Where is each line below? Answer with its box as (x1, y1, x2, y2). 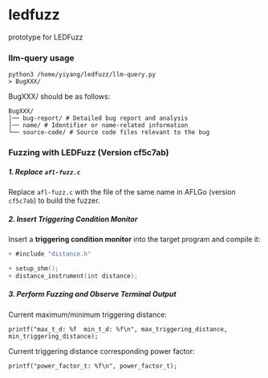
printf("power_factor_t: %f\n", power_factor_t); (8, 362, 178, 370)
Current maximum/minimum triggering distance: (8, 310, 167, 319)
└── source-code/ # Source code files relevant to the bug (8, 129, 210, 137)
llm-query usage (8, 52, 75, 64)
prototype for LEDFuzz (8, 32, 83, 42)
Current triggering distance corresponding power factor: (8, 346, 195, 355)
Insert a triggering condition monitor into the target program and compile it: (8, 235, 261, 244)
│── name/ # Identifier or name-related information (8, 121, 189, 129)
